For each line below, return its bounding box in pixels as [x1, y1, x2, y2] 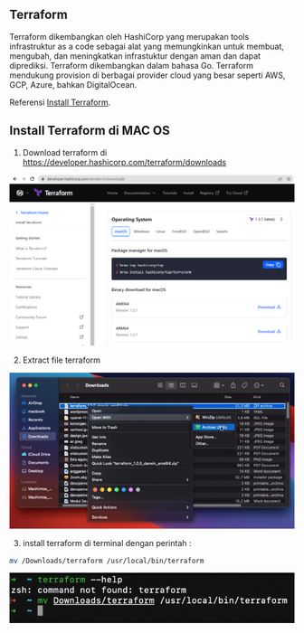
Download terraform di [22, 146, 108, 157]
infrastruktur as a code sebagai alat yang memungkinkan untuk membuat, [9, 41, 285, 52]
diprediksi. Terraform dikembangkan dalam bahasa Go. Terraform [9, 60, 253, 71]
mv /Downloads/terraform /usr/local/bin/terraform [9, 556, 204, 565]
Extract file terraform [22, 354, 101, 365]
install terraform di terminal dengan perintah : [22, 537, 192, 548]
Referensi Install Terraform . [9, 97, 111, 108]
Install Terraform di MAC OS [9, 123, 170, 138]
